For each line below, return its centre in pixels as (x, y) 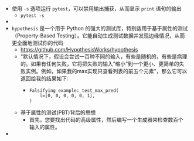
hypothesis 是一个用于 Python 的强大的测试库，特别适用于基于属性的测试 (100, 28)
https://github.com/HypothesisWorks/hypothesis (79, 49)
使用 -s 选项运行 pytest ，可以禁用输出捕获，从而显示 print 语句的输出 (96, 8)
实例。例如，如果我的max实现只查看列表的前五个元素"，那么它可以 (106, 71)
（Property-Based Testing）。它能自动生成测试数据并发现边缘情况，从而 (98, 36)
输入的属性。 (45, 127)
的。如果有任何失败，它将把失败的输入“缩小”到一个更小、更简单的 (100, 64)
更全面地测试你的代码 (37, 43)
